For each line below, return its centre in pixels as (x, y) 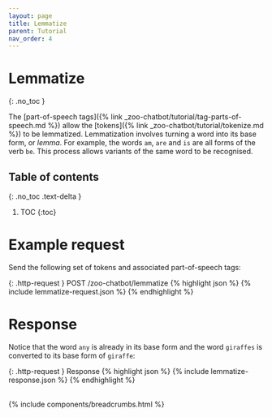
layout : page (30, 16)
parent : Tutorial (38, 31)
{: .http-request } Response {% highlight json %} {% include (109, 371)
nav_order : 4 (30, 39)
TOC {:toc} (38, 212)
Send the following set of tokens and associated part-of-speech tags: (125, 267)
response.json (32, 380)
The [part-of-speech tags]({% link (66, 117)
